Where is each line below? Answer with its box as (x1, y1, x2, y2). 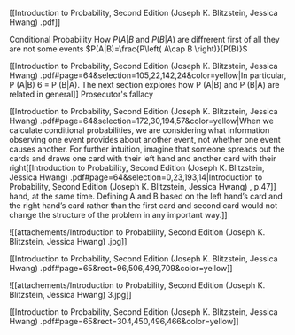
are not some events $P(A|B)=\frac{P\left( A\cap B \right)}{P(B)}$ (9, 43, 248, 54)
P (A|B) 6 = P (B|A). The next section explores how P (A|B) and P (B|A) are (9, 80, 280, 90)
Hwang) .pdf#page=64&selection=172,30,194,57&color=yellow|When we (9, 115, 275, 126)
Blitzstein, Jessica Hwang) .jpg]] (9, 237, 128, 246)
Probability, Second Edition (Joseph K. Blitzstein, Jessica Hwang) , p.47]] (9, 182, 276, 191)
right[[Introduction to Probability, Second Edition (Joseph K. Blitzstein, (9, 163, 265, 173)
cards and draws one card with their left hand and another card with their (9, 153, 276, 163)
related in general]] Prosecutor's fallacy (9, 89, 153, 99)
